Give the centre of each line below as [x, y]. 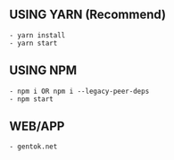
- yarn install [37, 35]
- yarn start [33, 43]
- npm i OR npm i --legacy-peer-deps [79, 91]
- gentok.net [33, 147]
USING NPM [43, 71]
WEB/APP [37, 126]
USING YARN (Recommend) [88, 15]
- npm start [31, 99]
